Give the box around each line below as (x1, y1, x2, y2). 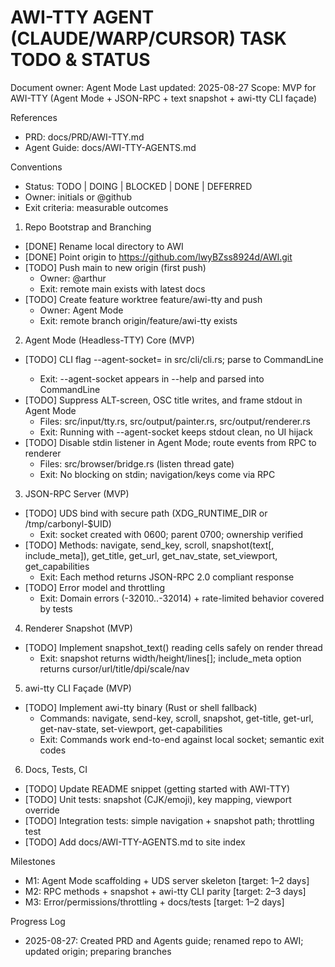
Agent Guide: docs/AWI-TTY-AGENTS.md (24, 141, 197, 153)
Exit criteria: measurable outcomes (24, 201, 169, 213)
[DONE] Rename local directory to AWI (24, 240, 184, 252)
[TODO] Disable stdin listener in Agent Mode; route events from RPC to (24, 436, 317, 448)
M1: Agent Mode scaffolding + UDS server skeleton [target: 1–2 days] (24, 874, 310, 886)
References (10, 111, 58, 123)
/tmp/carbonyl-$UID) (24, 517, 112, 530)
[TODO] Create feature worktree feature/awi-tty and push (24, 293, 263, 305)
